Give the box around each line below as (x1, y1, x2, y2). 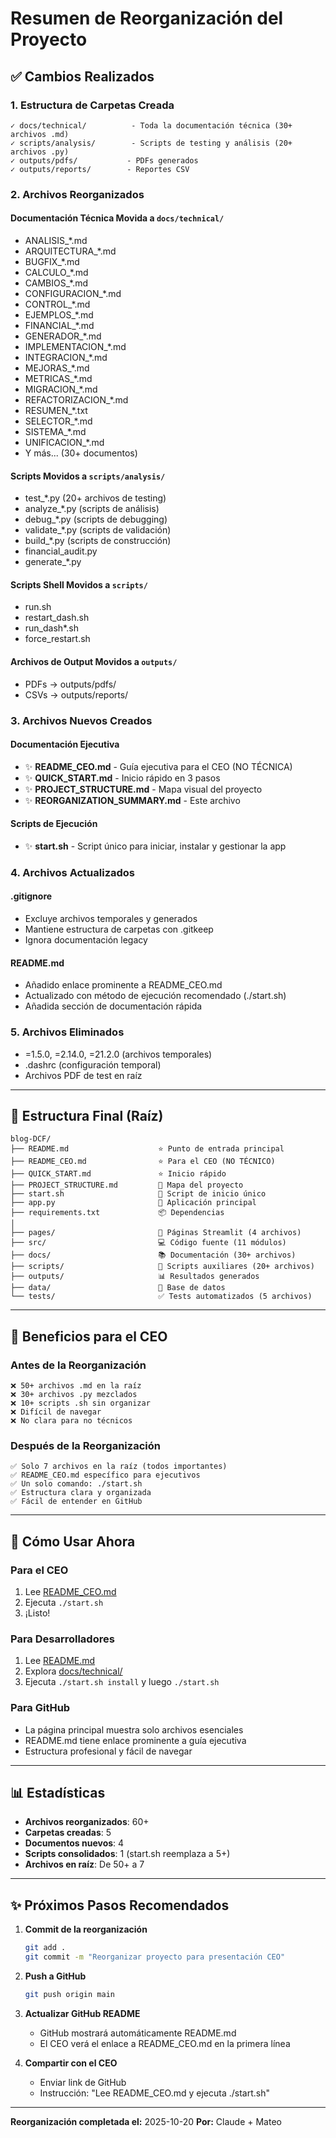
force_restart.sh (24, 633, 91, 645)
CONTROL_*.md (24, 298, 91, 310)
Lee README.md (24, 1655, 96, 1667)
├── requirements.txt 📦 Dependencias (10, 1208, 225, 1218)
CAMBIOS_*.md (24, 277, 89, 289)
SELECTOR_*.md (24, 415, 93, 427)
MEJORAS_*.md (24, 362, 90, 374)
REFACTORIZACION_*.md (24, 394, 129, 406)
